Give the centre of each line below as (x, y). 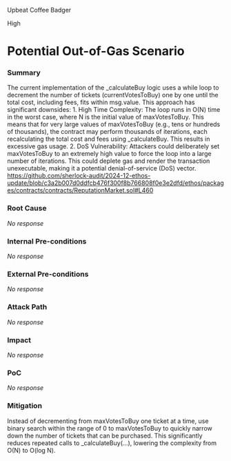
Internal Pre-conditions (47, 241)
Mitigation (25, 406)
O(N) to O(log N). (31, 450)
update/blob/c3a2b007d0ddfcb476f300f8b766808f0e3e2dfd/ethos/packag (115, 183)
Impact (19, 340)
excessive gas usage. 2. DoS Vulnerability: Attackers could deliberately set (113, 146)
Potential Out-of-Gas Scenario (96, 51)
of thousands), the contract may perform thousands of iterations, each (108, 132)
